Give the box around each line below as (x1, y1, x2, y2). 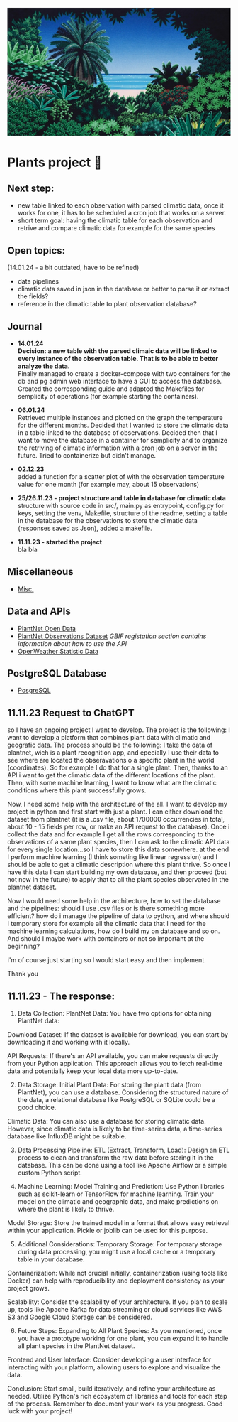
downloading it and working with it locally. (7, 1038, 130, 1047)
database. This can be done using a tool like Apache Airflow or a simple (17, 1161, 227, 1170)
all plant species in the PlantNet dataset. (17, 1342, 135, 1350)
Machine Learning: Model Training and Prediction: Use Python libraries (17, 1183, 225, 1191)
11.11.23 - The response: (7, 990, 115, 1002)
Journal (7, 321, 42, 333)
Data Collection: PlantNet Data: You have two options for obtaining (17, 1009, 212, 1018)
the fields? (17, 292, 48, 301)
